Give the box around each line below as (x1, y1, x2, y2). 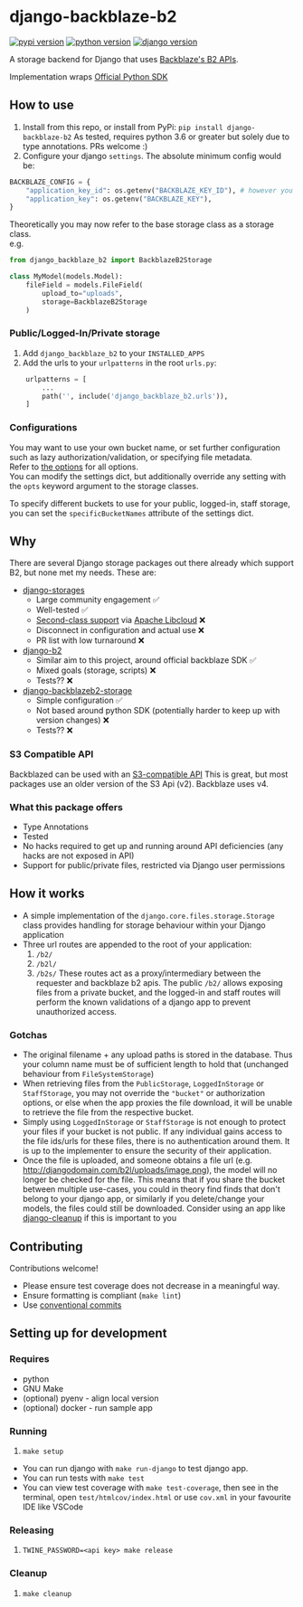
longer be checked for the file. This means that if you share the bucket (22, 1174, 285, 1186)
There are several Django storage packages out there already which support (9, 558, 294, 569)
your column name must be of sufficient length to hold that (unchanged (22, 1059, 289, 1070)
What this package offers (9, 800, 124, 813)
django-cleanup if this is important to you (22, 1213, 177, 1224)
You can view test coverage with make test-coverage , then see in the (22, 1481, 279, 1493)
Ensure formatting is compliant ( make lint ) (22, 1290, 182, 1300)
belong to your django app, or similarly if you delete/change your (22, 1194, 265, 1205)
